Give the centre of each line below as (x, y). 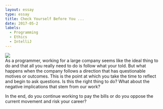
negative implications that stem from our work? (53, 86)
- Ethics (18, 37)
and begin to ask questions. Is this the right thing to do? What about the (77, 81)
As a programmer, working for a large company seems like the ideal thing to (82, 60)
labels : (13, 28)
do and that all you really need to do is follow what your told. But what (76, 66)
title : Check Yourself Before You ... (45, 19)
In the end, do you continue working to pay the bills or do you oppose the (79, 96)
